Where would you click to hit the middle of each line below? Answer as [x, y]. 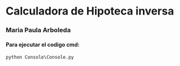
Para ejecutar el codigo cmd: [43, 44]
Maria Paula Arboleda [38, 30]
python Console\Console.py [40, 58]
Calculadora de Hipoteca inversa [90, 11]
